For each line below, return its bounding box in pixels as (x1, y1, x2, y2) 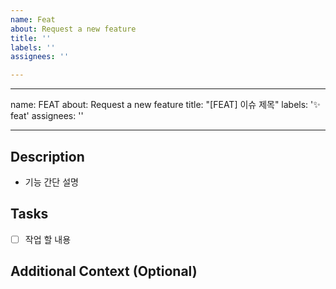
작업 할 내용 (24, 233, 72, 245)
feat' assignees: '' (10, 110, 84, 122)
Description (10, 148, 85, 165)
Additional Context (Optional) (10, 263, 198, 280)
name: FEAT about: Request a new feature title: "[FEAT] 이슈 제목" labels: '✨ (10, 99, 321, 111)
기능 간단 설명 (24, 176, 79, 188)
